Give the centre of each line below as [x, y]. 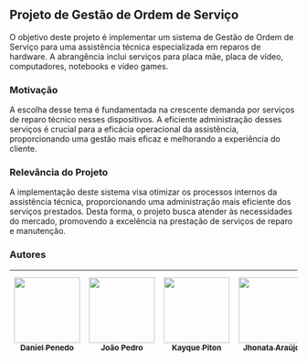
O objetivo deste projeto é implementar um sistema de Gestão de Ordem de [152, 37]
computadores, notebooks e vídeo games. [89, 66]
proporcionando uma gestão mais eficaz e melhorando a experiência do [145, 139]
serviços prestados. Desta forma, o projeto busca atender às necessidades [151, 212]
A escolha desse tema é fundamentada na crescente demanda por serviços [152, 110]
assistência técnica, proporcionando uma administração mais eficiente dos [150, 202]
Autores [28, 255]
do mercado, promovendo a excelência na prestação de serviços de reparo [151, 221]
